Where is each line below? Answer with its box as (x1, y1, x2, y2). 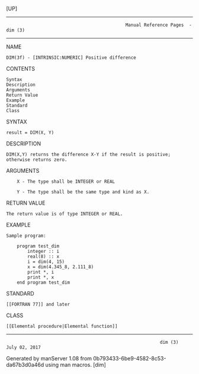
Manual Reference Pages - (125, 22, 192, 28)
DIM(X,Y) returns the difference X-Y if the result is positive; (6, 151, 171, 157)
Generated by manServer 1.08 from (6, 355, 92, 362)
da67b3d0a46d (6, 362, 44, 368)
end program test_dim (17, 280, 70, 286)
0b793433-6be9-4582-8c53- (93, 355, 166, 362)
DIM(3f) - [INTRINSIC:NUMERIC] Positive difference (6, 55, 136, 61)
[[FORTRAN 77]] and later (6, 302, 70, 308)
